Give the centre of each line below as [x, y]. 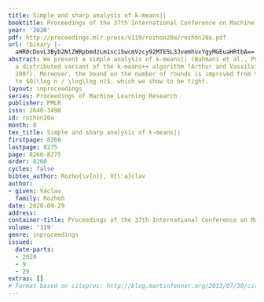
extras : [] [26, 279]
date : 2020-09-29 [37, 205]
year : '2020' [29, 30]
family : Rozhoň [40, 198]
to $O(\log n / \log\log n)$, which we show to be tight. [112, 81]
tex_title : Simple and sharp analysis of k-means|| [94, 132]
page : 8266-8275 [35, 154]
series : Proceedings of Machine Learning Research [93, 96]
